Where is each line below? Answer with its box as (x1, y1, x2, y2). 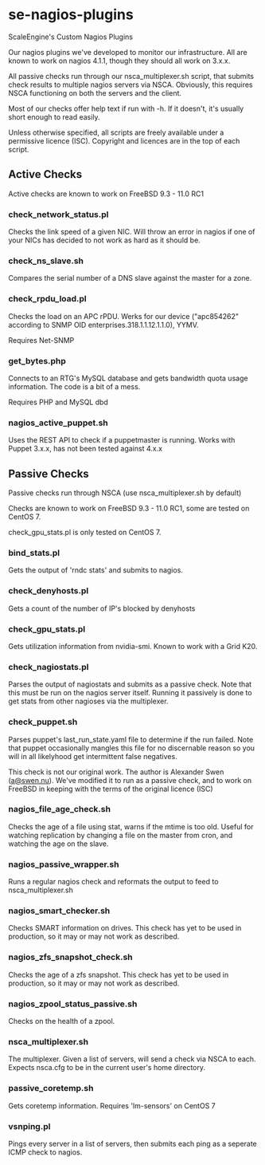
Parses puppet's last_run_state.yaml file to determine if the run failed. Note (8, 734, 254, 744)
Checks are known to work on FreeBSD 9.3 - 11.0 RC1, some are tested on (8, 504, 250, 514)
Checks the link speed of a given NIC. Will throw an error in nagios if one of (8, 227, 255, 237)
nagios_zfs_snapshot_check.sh (8, 951, 133, 962)
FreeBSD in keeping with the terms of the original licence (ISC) (8, 784, 213, 793)
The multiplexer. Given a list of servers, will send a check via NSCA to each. (8, 1054, 256, 1064)
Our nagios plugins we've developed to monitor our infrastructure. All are (8, 47, 248, 57)
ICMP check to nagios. (8, 1147, 83, 1157)
